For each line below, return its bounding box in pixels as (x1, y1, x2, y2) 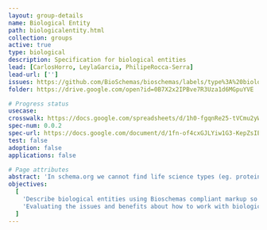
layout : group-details (8, 11, 83, 20)
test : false (8, 136, 48, 144)
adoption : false (8, 144, 62, 151)
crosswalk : (8, 114, 44, 123)
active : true (8, 41, 52, 49)
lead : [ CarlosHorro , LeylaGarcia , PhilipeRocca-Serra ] (8, 63, 194, 71)
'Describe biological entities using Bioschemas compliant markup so (22, 195, 258, 203)
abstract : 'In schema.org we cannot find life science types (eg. (8, 173, 233, 181)
